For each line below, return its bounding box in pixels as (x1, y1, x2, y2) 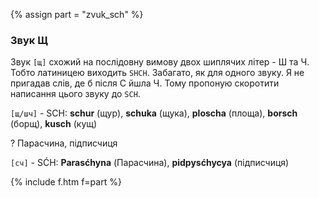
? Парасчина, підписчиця (10, 137, 118, 149)
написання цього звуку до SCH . (10, 88, 141, 100)
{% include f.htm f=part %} (10, 176, 122, 188)
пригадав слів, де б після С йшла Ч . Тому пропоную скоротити (10, 77, 280, 89)
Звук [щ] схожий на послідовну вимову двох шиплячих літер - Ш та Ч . (10, 56, 310, 68)
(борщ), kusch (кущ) (10, 118, 98, 130)
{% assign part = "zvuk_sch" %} (10, 9, 144, 20)
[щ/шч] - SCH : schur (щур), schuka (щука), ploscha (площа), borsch (10, 107, 298, 119)
